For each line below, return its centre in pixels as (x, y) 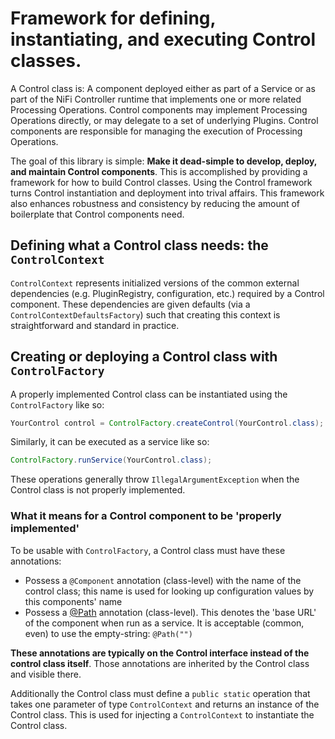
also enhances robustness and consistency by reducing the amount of (155, 203)
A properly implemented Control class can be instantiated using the (149, 394)
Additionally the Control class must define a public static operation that (160, 693)
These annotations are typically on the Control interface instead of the (160, 653)
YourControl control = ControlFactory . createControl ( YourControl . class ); (167, 423)
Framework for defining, (113, 18)
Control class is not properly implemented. (98, 490)
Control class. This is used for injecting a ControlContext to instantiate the (162, 714)
